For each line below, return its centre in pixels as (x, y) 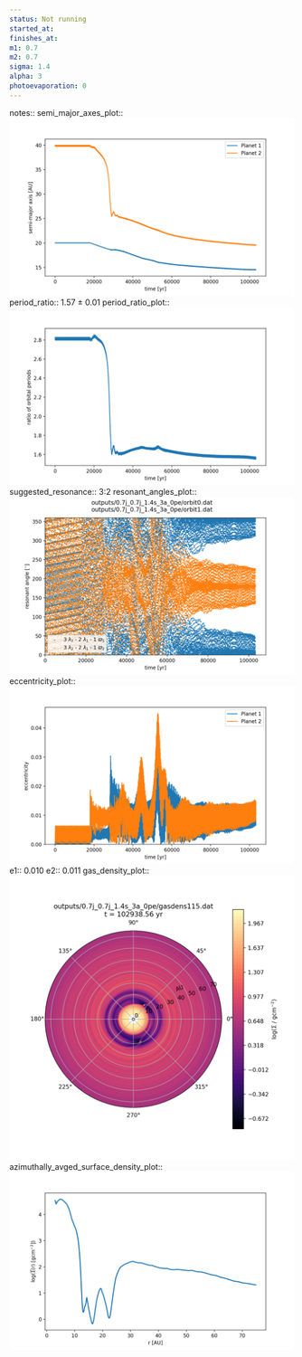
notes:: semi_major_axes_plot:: (66, 112)
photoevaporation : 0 (48, 86)
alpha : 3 (26, 77)
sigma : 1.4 (30, 67)
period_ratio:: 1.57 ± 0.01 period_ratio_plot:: (90, 302)
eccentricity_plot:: (42, 681)
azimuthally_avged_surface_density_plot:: (86, 1166)
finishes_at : (34, 38)
